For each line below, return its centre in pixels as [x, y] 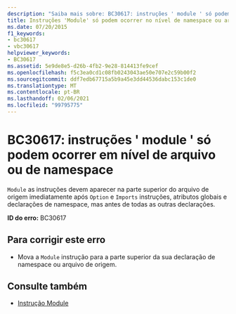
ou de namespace [60, 170]
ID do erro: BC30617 [37, 218]
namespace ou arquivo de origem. [67, 264]
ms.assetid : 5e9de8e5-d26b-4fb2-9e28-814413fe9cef [83, 66]
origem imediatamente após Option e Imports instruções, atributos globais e [117, 197]
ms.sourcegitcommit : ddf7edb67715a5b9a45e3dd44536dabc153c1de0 [102, 79]
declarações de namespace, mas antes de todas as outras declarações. [111, 204]
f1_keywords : [26, 33]
